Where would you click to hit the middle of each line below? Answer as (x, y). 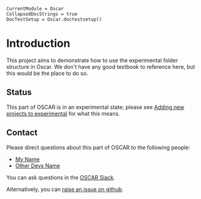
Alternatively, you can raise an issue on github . (65, 189)
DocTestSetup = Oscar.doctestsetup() (54, 19)
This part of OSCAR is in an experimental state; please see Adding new (95, 107)
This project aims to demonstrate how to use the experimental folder (92, 60)
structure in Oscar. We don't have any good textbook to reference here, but (101, 66)
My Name (27, 159)
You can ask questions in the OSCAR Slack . (61, 177)
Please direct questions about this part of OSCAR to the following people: (98, 147)
